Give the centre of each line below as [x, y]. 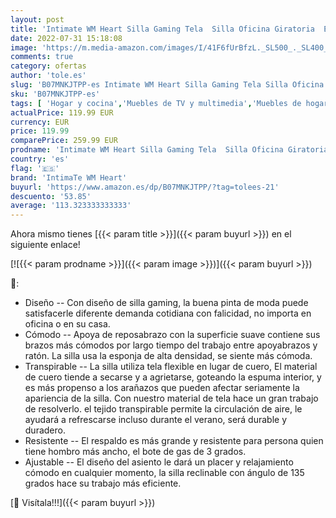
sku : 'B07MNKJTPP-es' [55, 94]
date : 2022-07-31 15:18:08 [66, 38]
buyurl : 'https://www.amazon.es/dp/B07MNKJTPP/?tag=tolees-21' [145, 187]
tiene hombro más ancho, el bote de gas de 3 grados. [135, 452]
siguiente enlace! [45, 245]
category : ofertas [48, 66]
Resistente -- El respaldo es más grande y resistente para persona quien [174, 441]
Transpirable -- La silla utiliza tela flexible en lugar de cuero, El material [171, 367]
